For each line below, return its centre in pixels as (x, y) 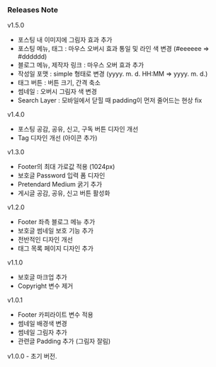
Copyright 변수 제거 (45, 286)
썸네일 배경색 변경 (42, 324)
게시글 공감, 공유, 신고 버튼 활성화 (64, 193)
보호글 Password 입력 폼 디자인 (61, 175)
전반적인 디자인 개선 (45, 240)
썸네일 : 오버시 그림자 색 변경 (57, 92)
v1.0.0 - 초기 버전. (33, 356)
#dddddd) (32, 57)
